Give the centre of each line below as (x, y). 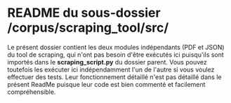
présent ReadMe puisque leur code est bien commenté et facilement (106, 84)
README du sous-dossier (84, 13)
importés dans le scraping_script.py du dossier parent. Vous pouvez (107, 62)
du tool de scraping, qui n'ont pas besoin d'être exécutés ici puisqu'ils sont (116, 55)
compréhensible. (32, 92)
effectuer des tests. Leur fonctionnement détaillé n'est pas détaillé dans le (114, 77)
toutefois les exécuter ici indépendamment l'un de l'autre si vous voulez (111, 69)
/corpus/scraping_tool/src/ (88, 28)
